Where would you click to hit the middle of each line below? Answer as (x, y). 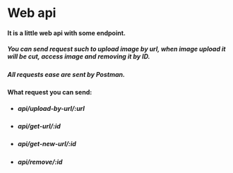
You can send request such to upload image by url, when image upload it (116, 49)
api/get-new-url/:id (47, 144)
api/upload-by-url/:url (51, 108)
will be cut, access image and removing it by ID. (79, 56)
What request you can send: (50, 93)
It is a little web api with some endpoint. (66, 32)
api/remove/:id (40, 162)
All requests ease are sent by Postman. (66, 74)
